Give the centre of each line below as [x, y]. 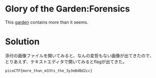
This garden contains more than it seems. [47, 22]
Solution [22, 42]
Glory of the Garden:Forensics [68, 9]
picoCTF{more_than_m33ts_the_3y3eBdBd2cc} [49, 71]
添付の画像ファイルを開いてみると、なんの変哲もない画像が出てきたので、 [80, 55]
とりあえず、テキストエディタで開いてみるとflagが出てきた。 [66, 62]
